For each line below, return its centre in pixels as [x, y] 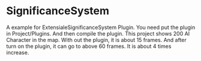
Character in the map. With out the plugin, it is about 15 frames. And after [97, 40]
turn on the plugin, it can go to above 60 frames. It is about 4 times [89, 46]
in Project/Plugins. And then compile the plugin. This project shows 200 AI [98, 33]
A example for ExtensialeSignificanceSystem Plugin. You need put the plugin [101, 27]
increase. [18, 52]
